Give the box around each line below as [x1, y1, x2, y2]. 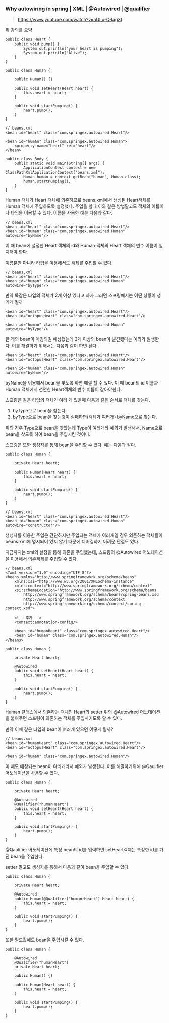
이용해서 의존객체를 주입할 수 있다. [10, 556, 78, 562]
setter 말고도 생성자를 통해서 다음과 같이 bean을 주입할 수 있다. [5, 864, 130, 870]
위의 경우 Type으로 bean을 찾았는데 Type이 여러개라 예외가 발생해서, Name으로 [5, 425, 163, 431]
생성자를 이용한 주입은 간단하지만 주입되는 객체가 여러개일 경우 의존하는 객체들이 [5, 532, 163, 538]
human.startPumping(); [23, 179, 71, 184]
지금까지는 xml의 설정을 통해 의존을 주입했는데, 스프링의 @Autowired [5, 549, 142, 556]
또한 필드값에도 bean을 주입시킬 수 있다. [5, 936, 84, 943]
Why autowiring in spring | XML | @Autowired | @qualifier [5, 5, 150, 12]
